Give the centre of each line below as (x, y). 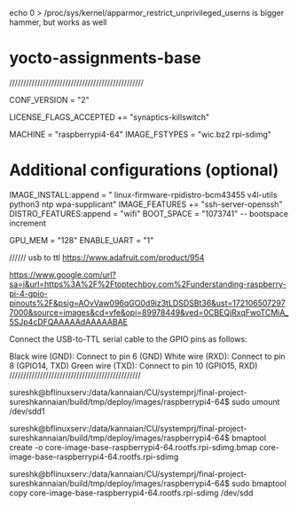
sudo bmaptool (259, 483)
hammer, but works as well (58, 22)
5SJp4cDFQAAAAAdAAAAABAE (69, 321)
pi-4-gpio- (29, 293)
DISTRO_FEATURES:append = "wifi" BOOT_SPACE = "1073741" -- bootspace (149, 213)
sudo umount (256, 401)
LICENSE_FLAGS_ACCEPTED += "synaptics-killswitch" (110, 117)
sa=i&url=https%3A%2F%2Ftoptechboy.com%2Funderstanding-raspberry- (148, 284)
